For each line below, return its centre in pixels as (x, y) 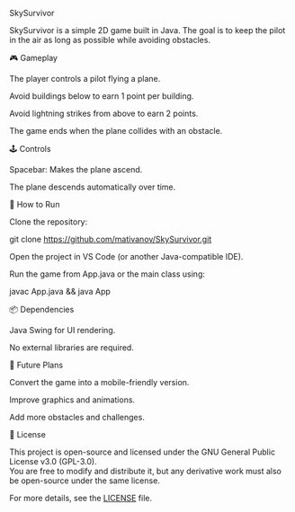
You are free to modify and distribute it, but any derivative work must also (145, 471)
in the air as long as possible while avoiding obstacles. (110, 40)
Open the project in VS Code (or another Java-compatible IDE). (126, 256)
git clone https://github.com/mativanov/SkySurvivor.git (111, 239)
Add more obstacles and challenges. (77, 417)
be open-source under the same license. (85, 481)
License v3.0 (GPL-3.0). (53, 461)
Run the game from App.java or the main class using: (107, 274)
